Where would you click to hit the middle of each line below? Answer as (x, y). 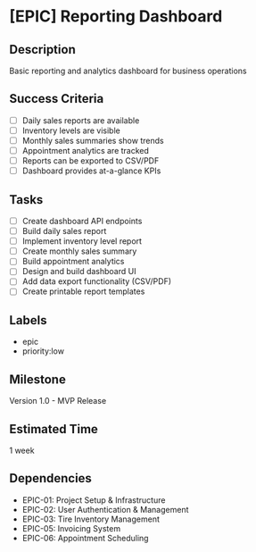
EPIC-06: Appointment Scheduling (85, 538)
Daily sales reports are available (81, 120)
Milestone (38, 379)
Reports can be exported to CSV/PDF (91, 161)
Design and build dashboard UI (79, 272)
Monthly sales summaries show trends (93, 140)
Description (42, 50)
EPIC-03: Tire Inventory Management (91, 519)
